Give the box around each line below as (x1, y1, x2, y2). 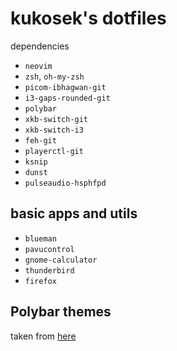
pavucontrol (24, 244, 75, 254)
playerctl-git (24, 146, 84, 156)
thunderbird (24, 265, 75, 276)
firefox (24, 276, 57, 286)
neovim (24, 61, 53, 71)
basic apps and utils (10, 205, 138, 222)
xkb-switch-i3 (24, 125, 84, 135)
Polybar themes (10, 303, 112, 321)
